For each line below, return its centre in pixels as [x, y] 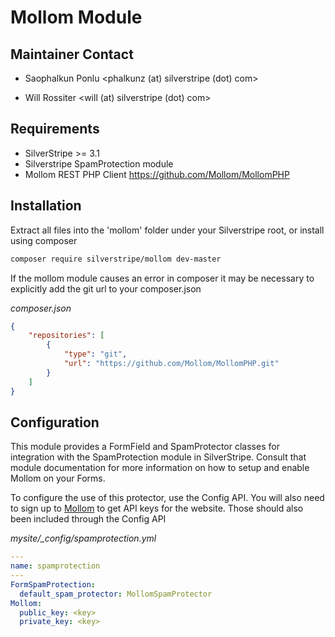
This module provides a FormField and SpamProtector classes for [145, 447]
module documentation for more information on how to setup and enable [160, 468]
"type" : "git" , [95, 354]
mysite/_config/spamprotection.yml [83, 538]
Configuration [55, 422]
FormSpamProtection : [53, 584]
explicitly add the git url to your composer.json [106, 288]
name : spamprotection [55, 566]
